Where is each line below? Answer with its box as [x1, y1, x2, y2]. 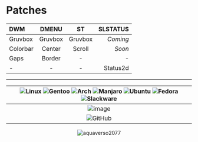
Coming [107, 35, 130, 43]
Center [41, 44, 61, 53]
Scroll [72, 44, 89, 53]
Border [41, 54, 61, 62]
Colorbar [9, 44, 34, 53]
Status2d [104, 63, 130, 72]
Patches [6, 4, 47, 17]
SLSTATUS [98, 25, 130, 33]
